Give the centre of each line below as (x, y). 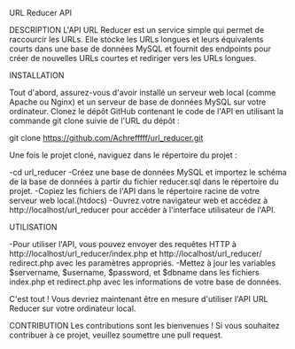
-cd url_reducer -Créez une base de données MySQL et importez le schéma (148, 172)
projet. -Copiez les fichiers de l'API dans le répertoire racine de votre (134, 191)
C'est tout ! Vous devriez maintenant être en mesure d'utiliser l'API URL (139, 299)
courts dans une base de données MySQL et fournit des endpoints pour (140, 49)
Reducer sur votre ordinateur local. (73, 308)
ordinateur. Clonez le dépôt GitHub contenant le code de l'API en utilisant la (146, 111)
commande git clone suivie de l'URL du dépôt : (94, 120)
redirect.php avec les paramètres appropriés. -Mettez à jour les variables (143, 263)
